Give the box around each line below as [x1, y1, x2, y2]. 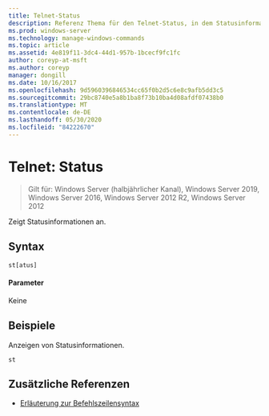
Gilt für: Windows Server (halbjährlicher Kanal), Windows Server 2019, [27, 184, 260, 194]
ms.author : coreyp [8, 64, 70, 72]
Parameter [8, 278, 44, 288]
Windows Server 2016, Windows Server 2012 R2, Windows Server [27, 193, 246, 202]
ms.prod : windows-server [8, 26, 91, 34]
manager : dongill [8, 71, 66, 79]
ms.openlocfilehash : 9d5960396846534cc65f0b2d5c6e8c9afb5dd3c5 [8, 86, 224, 94]
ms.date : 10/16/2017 [8, 78, 78, 86]
